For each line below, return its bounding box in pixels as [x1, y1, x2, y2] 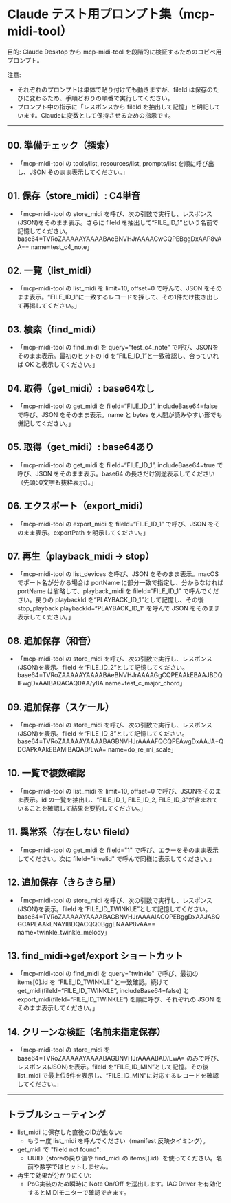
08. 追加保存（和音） [7, 635, 96, 647]
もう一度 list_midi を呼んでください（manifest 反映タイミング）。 [27, 1136, 210, 1145]
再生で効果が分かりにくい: [16, 1171, 91, 1179]
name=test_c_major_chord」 [105, 679, 186, 688]
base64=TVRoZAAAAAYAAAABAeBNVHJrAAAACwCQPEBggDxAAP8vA [16, 235, 222, 243]
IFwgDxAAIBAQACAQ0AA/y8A [16, 679, 104, 688]
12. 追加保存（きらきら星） [7, 877, 122, 888]
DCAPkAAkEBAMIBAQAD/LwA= [16, 745, 107, 754]
